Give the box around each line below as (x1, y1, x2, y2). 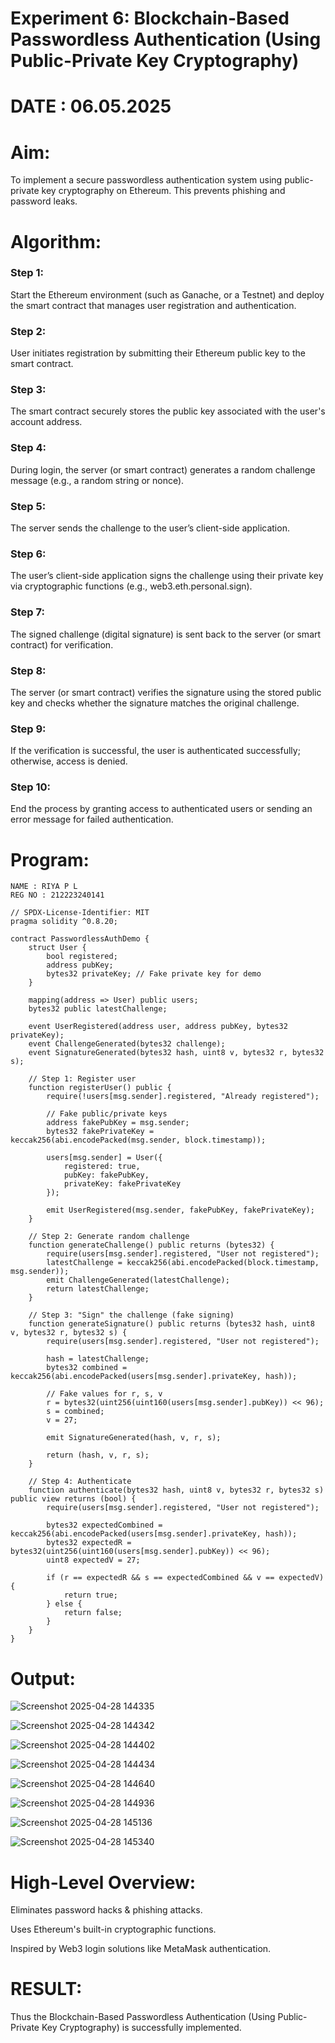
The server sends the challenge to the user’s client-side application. (10, 522, 290, 534)
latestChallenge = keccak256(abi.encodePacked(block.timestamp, (46, 1258, 320, 1268)
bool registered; (46, 952, 118, 962)
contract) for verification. (10, 638, 114, 651)
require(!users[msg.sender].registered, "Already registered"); (46, 1092, 320, 1102)
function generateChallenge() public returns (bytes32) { (28, 1240, 275, 1251)
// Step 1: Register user (28, 1074, 137, 1084)
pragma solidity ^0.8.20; (10, 917, 118, 927)
